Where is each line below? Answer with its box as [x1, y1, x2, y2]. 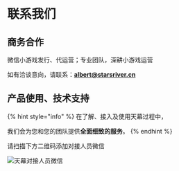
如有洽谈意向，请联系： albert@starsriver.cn [7, 71, 136, 78]
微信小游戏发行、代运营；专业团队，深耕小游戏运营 [7, 56, 153, 64]
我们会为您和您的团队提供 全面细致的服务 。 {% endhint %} [7, 127, 173, 135]
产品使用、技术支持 [7, 93, 89, 105]
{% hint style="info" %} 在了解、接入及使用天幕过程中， [7, 112, 168, 120]
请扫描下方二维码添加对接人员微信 [7, 141, 105, 150]
